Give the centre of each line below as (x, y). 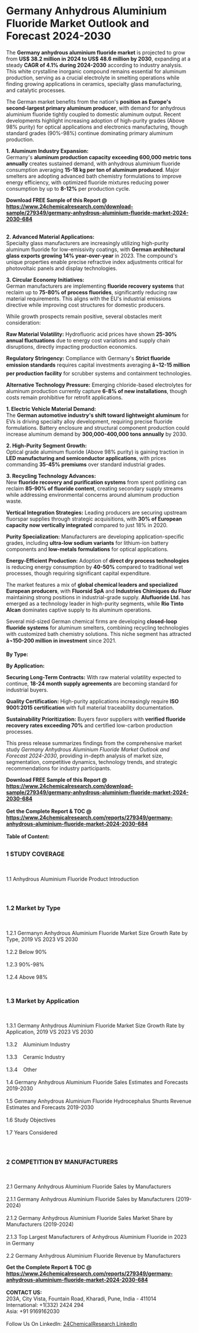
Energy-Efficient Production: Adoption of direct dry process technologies (98, 560)
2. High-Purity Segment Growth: (47, 445)
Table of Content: (28, 836)
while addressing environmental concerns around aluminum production (93, 494)
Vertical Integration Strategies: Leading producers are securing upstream (97, 512)
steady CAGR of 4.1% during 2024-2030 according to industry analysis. (94, 65)
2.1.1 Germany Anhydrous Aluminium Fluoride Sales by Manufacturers (90, 1199)
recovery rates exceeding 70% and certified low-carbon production (89, 725)
